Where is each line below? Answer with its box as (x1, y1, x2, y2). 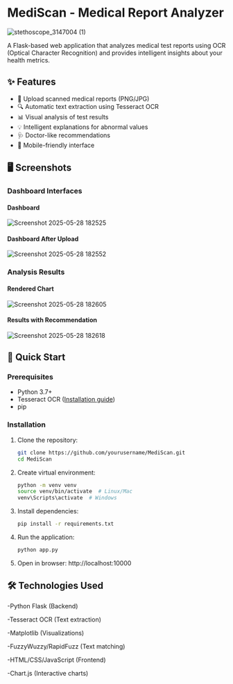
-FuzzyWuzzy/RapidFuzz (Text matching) (7, 642, 126, 650)
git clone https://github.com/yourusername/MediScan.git (17, 449, 186, 456)
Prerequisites (7, 373, 53, 382)
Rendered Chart (7, 284, 54, 293)
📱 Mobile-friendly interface (17, 141, 95, 149)
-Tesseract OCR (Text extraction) (7, 615, 102, 624)
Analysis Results (7, 267, 65, 277)
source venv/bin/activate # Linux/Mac (17, 488, 133, 495)
